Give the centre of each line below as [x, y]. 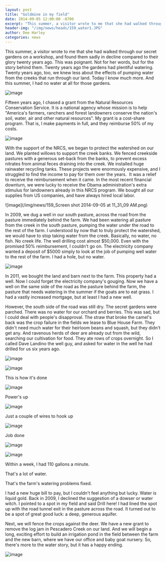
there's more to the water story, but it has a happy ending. [64, 545]
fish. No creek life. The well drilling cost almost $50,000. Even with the [77, 241]
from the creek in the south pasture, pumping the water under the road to [80, 225]
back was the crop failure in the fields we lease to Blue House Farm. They [80, 322]
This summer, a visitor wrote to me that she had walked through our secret [81, 51]
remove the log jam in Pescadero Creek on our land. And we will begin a [78, 529]
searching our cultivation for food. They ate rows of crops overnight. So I [79, 338]
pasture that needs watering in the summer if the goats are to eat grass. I [80, 292]
